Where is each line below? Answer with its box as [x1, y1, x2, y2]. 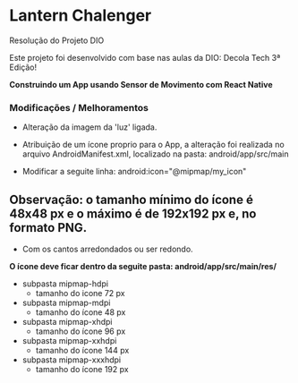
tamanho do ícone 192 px [35, 364, 129, 375]
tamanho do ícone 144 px [35, 345, 130, 356]
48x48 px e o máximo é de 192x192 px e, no [9, 206, 257, 221]
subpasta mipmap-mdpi [21, 297, 111, 309]
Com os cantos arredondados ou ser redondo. [21, 243, 194, 255]
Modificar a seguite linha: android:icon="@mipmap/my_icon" [21, 166, 247, 177]
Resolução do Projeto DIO [9, 35, 105, 46]
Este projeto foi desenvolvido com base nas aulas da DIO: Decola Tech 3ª [9, 52, 281, 63]
